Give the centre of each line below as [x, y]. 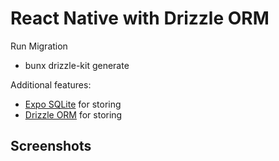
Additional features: [51, 84]
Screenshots [51, 146]
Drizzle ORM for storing [73, 114]
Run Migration [39, 46]
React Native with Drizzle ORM [140, 18]
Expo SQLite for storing [73, 104]
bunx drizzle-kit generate [77, 65]
